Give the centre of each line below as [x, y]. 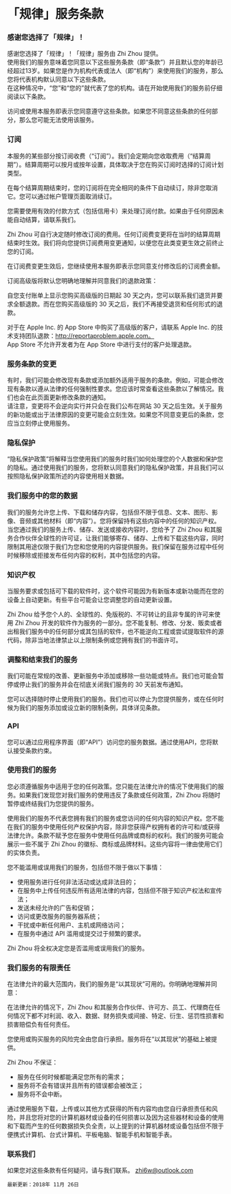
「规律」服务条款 [56, 14]
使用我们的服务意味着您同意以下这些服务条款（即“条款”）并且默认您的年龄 [112, 62]
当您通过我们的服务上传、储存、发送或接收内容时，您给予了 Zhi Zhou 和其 [112, 529]
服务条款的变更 [32, 364]
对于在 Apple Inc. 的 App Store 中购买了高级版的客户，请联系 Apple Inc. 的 [112, 327]
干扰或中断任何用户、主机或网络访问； [71, 925]
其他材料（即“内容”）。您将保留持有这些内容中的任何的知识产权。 [129, 521]
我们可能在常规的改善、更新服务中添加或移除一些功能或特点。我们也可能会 [112, 676]
